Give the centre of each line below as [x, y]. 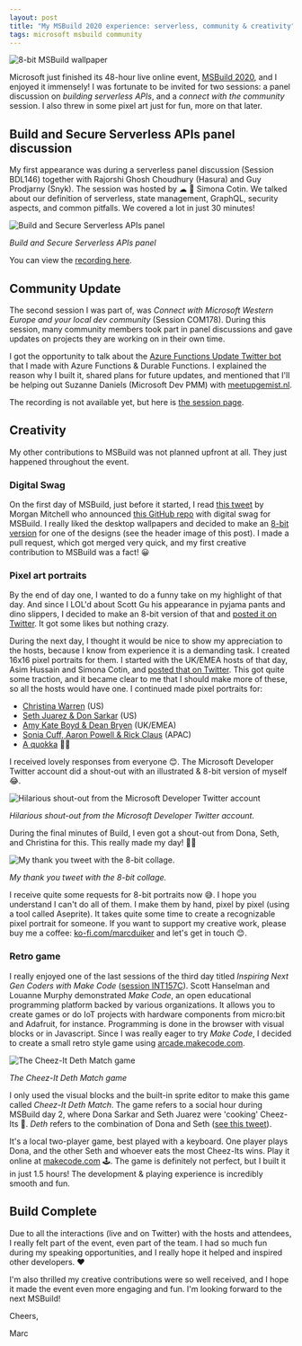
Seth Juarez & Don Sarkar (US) [80, 716]
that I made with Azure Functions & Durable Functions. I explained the [138, 366]
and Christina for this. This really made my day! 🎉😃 [103, 843]
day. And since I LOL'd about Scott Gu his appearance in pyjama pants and [147, 605]
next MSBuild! [35, 1298]
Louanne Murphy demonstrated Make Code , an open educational [130, 995]
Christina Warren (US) [63, 706]
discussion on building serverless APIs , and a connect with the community [147, 96]
